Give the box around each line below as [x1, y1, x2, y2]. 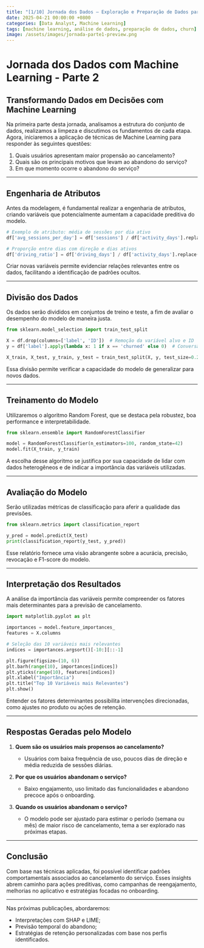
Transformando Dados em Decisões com [6, 95, 164, 105]
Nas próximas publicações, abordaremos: [6, 904, 110, 911]
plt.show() [6, 686, 34, 692]
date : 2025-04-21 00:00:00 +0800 [6, 15, 91, 21]
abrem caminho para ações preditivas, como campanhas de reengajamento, [6, 880, 197, 888]
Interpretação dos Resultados [6, 579, 121, 590]
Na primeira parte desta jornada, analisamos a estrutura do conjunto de [6, 121, 185, 128]
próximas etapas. [24, 828, 68, 835]
